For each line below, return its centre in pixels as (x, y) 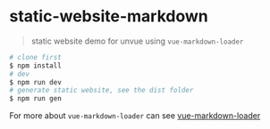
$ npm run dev (36, 82)
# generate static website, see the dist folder (101, 91)
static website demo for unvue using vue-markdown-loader (137, 41)
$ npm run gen (36, 99)
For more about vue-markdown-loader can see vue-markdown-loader (135, 116)
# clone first (36, 57)
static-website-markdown (109, 16)
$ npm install (36, 65)
